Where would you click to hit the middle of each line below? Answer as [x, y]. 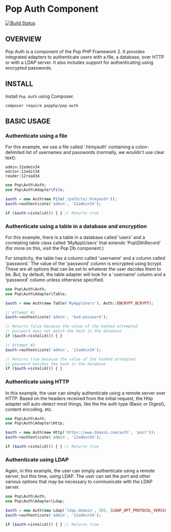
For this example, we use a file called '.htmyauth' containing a [70, 147]
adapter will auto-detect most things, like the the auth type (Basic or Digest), [85, 404]
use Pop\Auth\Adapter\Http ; [35, 423]
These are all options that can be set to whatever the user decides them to [83, 269]
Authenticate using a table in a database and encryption [76, 226]
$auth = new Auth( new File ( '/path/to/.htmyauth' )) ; [61, 199]
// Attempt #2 [20, 345]
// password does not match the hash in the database [64, 331]
